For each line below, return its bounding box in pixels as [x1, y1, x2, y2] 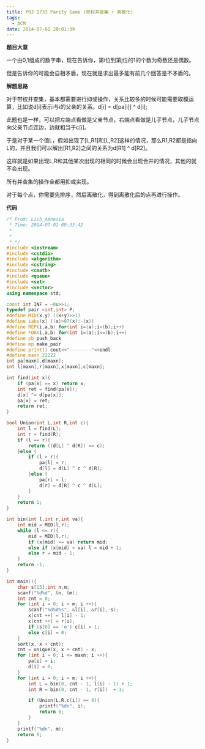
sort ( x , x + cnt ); [17, 641, 64, 647]
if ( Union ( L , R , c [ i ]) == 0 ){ [28, 698, 100, 704]
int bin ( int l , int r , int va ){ [6, 516, 84, 523]
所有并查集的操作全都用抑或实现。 [6, 178, 92, 185]
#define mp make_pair [6, 341, 62, 347]
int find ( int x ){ [6, 375, 51, 381]
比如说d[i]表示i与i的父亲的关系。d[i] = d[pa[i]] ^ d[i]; [17, 103, 148, 111]
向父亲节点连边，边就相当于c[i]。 [6, 124, 90, 131]
